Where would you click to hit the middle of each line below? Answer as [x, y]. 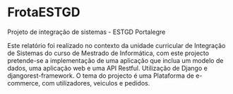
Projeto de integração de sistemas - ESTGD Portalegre [86, 32]
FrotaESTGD [44, 12]
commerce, [24, 83]
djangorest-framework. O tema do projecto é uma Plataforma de [101, 76]
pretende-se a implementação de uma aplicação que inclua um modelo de [115, 60]
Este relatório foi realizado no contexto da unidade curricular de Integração [116, 45]
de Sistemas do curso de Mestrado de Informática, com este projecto [108, 53]
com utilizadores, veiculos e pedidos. [96, 83]
